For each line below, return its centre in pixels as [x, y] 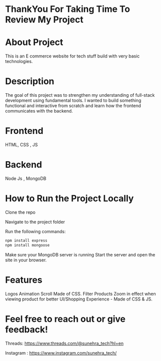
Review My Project [44, 20]
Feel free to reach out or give [65, 319]
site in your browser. [26, 260]
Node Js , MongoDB [26, 178]
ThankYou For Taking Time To [68, 9]
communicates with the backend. [39, 111]
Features [24, 280]
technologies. [19, 61]
